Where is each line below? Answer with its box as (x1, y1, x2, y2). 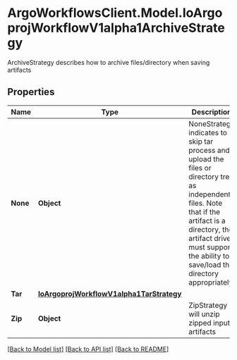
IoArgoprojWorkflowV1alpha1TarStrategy (37, 289, 182, 299)
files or (188, 163, 212, 173)
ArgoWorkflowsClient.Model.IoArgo (7, 5, 223, 21)
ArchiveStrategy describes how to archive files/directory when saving (7, 58, 210, 66)
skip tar (188, 136, 214, 146)
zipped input (188, 318, 231, 328)
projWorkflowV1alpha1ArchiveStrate (7, 20, 226, 36)
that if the (188, 206, 221, 216)
